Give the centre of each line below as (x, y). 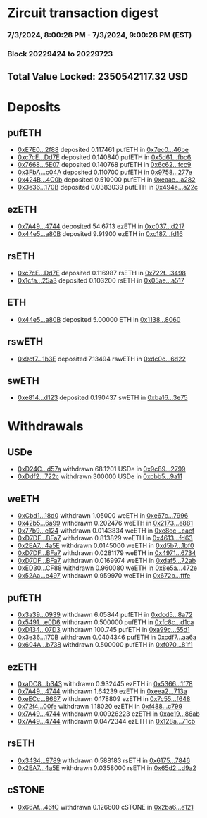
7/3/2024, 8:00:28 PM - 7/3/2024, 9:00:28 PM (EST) (100, 35)
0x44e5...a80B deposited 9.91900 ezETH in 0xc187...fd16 (100, 234)
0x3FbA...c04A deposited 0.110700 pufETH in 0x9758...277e (105, 172)
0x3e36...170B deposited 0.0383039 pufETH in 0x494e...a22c (108, 187)
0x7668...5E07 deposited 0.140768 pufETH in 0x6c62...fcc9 (104, 165)
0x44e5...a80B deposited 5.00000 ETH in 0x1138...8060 (99, 319)
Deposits (34, 107)
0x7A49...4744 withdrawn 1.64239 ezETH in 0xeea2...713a (102, 691)
